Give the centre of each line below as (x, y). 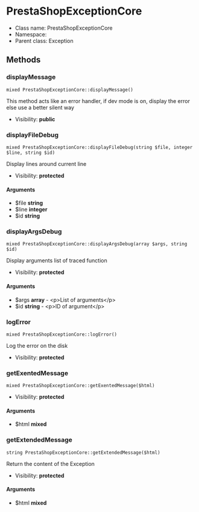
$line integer (31, 210)
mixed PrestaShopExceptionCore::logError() (62, 334)
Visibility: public (35, 119)
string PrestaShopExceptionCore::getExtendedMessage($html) (84, 453)
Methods (24, 60)
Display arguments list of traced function (57, 261)
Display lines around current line (46, 164)
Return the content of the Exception (51, 464)
